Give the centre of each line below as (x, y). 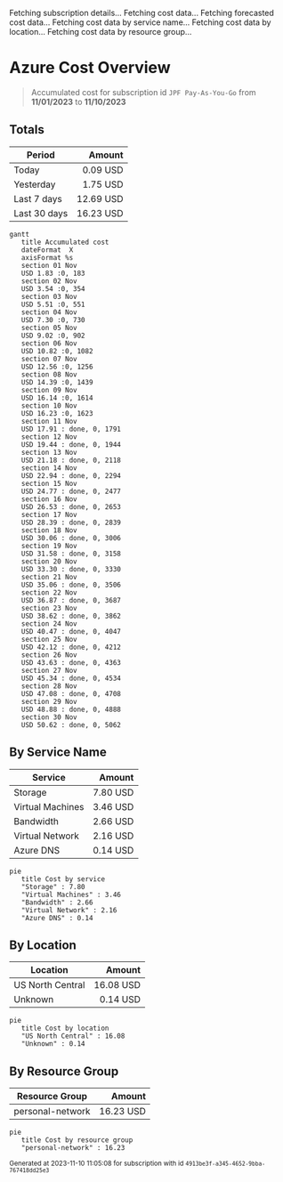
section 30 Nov (49, 717)
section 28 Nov (49, 686)
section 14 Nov (49, 468)
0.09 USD (103, 170)
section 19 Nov (49, 546)
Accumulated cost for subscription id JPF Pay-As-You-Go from (143, 92)
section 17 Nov (49, 514)
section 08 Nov (49, 374)
